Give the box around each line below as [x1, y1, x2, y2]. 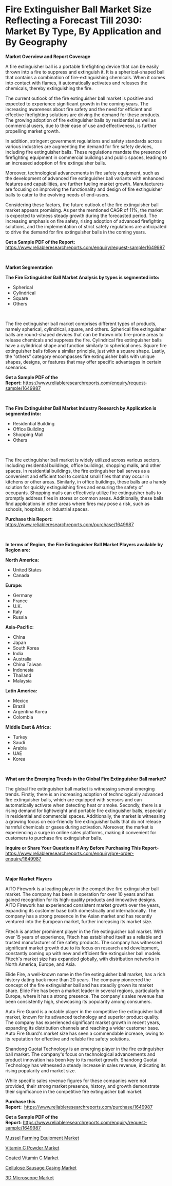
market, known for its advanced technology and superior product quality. [5, 1014, 160, 1020]
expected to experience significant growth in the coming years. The [5, 100, 149, 106]
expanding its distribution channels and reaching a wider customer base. [5, 1025, 160, 1031]
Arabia [12, 745, 27, 751]
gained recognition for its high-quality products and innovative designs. [5, 896, 157, 903]
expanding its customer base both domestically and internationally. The [5, 907, 157, 913]
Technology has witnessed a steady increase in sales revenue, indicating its [5, 1062, 166, 1068]
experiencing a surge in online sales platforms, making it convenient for [5, 829, 157, 835]
